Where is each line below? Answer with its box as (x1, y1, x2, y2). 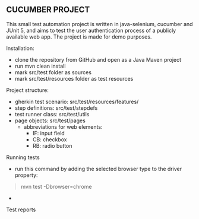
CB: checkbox (32, 136, 67, 143)
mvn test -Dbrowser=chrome (20, 183, 92, 190)
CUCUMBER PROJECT (6, 5, 90, 15)
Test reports (6, 206, 36, 213)
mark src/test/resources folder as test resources (14, 75, 134, 82)
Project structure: (6, 86, 49, 94)
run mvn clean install (14, 62, 66, 69)
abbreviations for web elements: (23, 123, 103, 130)
